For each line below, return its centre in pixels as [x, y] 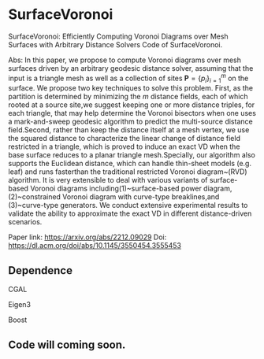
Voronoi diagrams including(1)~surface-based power [116, 189]
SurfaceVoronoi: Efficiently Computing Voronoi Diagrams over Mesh [118, 36]
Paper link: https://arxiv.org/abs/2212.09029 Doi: [87, 237]
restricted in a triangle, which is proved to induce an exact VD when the [124, 146]
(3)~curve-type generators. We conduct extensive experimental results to [128, 205]
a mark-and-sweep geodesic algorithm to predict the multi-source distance [131, 122]
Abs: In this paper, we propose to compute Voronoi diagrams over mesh [125, 60]
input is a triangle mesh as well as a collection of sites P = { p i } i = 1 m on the [128, 78]
